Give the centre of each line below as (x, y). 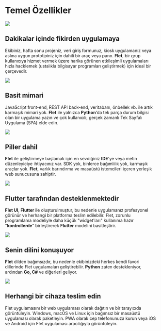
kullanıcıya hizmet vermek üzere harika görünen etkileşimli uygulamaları (77, 61)
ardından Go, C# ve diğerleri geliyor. (41, 272)
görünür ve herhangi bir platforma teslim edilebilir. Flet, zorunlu (68, 215)
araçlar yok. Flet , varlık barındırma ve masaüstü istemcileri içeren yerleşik (79, 169)
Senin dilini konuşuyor (40, 250)
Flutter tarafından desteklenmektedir (62, 198)
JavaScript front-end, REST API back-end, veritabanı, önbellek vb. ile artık (79, 107)
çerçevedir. (16, 71)
